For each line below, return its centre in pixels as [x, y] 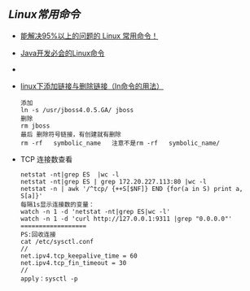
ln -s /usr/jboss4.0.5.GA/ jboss [77, 110]
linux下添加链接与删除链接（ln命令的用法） [92, 86]
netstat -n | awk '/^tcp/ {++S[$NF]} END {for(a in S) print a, [132, 189]
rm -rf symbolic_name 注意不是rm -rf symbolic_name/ [120, 143]
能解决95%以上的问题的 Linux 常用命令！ [89, 36]
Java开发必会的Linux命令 [62, 53]
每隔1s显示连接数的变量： [57, 204]
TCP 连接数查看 [46, 159]
